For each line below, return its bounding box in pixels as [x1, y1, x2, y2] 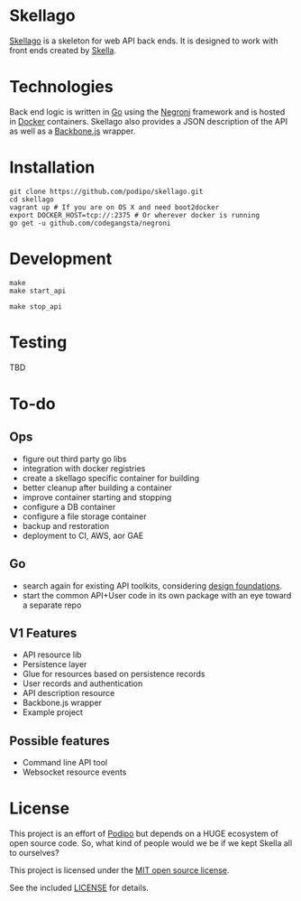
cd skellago [9, 195, 54, 204]
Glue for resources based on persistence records [22, 669, 205, 680]
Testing [9, 331, 68, 352]
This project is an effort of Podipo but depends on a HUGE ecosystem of [9, 828, 279, 840]
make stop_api [9, 302, 63, 311]
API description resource [22, 688, 115, 699]
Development [9, 249, 113, 269]
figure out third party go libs [22, 453, 127, 464]
